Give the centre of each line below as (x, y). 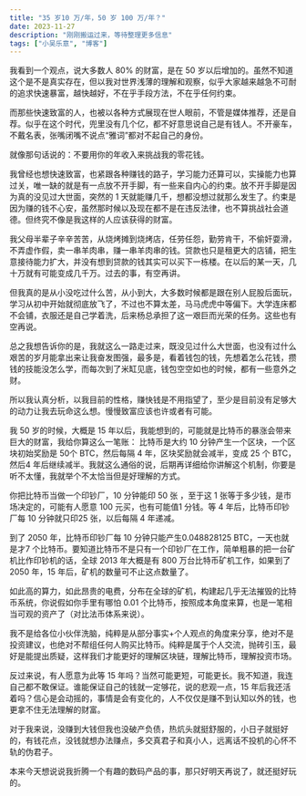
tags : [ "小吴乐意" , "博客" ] (58, 43)
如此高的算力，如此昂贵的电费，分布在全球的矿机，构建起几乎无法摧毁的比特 (153, 591)
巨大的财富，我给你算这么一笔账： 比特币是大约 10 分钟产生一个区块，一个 (149, 442)
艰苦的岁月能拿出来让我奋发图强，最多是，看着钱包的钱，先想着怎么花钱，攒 (153, 357)
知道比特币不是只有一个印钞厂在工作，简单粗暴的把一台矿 (188, 549)
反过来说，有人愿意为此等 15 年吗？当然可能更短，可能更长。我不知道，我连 (151, 676)
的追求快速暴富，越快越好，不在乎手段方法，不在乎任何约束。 (125, 93)
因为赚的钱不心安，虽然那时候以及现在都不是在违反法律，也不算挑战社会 (145, 208)
